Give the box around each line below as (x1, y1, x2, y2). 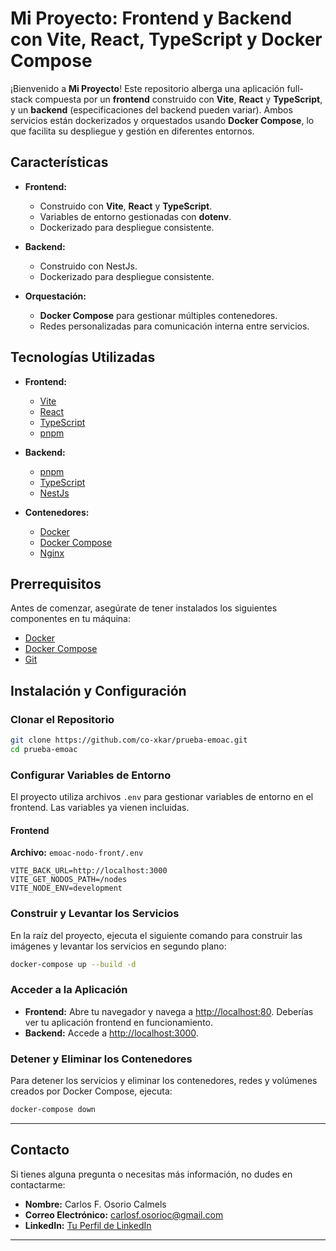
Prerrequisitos (10, 575, 102, 592)
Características (10, 154, 109, 171)
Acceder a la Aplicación (10, 983, 128, 997)
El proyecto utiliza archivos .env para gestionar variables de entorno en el (10, 791, 314, 803)
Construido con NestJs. (39, 260, 138, 272)
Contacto (10, 1142, 70, 1159)
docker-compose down (10, 1105, 97, 1115)
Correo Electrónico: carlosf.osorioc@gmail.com (24, 1208, 224, 1221)
